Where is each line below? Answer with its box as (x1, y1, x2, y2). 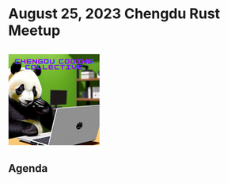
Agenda (8, 162, 48, 175)
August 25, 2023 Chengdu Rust (8, 5, 220, 23)
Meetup (8, 21, 61, 40)
